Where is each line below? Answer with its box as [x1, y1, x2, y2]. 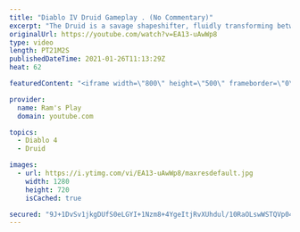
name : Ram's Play [17, 104, 82, 112]
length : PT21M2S [9, 46, 70, 55]
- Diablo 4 [17, 136, 58, 145]
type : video [9, 37, 54, 47]
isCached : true [25, 194, 82, 203]
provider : [9, 95, 46, 104]
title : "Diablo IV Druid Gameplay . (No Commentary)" [9, 12, 214, 22]
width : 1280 [25, 177, 70, 186]
